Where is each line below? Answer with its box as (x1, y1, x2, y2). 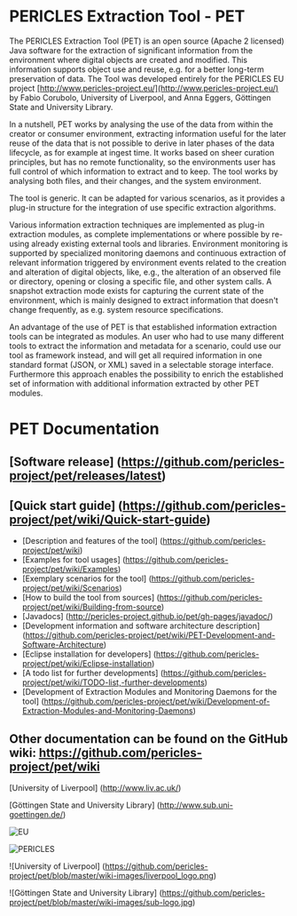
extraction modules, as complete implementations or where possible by (9, 228, 270, 239)
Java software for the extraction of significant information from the (9, 44, 254, 55)
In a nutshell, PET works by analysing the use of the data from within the (9, 118, 273, 130)
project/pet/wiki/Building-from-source (21, 601, 162, 612)
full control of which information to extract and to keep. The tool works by (9, 166, 278, 177)
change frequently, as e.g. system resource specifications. (9, 304, 223, 315)
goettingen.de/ (9, 809, 64, 820)
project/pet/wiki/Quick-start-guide (9, 512, 207, 527)
